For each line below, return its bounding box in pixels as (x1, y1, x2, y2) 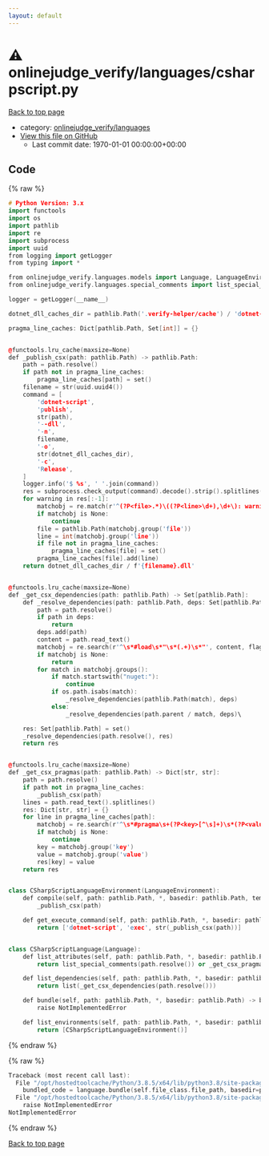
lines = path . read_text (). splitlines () (22, 798, 156, 806)
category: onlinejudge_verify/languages (19, 122, 151, 132)
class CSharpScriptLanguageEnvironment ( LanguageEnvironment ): (8, 887, 220, 895)
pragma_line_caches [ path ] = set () (37, 376, 152, 384)
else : (50, 702, 70, 710)
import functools (8, 207, 66, 215)
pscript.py (8, 80, 79, 99)
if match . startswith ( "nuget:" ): (50, 673, 159, 681)
